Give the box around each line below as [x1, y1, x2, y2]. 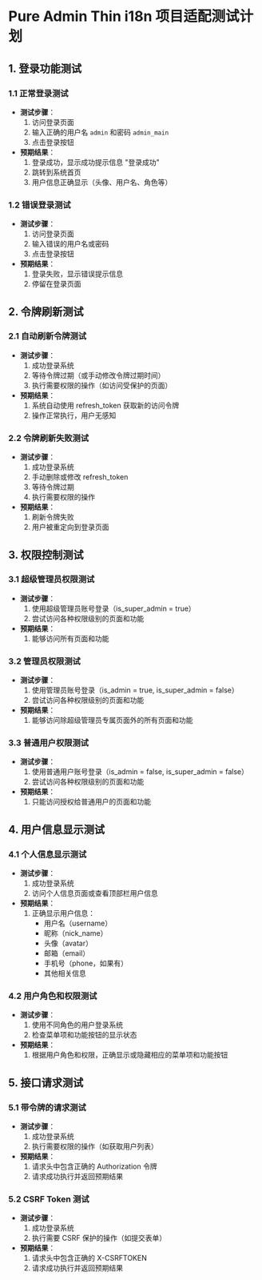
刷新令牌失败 [31, 512, 74, 522]
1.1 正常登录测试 [8, 87, 69, 98]
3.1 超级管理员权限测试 [8, 574, 95, 585]
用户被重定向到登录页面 [31, 522, 109, 532]
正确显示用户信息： [31, 909, 96, 918]
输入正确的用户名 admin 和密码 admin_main [31, 127, 169, 137]
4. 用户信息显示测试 [8, 822, 105, 837]
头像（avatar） [43, 938, 93, 949]
